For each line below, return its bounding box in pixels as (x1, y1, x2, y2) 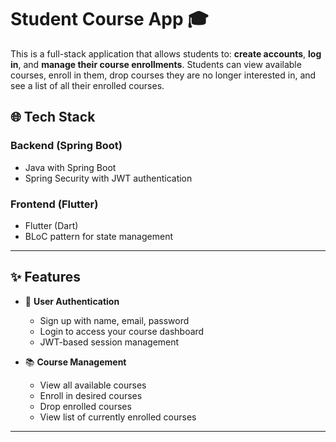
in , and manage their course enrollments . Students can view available (10, 58, 302, 70)
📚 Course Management (24, 356, 127, 368)
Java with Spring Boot (24, 161, 117, 173)
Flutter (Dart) (24, 219, 79, 231)
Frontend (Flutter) (10, 197, 99, 211)
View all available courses (39, 379, 147, 391)
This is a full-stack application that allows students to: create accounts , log (10, 47, 322, 60)
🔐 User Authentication (24, 295, 120, 307)
